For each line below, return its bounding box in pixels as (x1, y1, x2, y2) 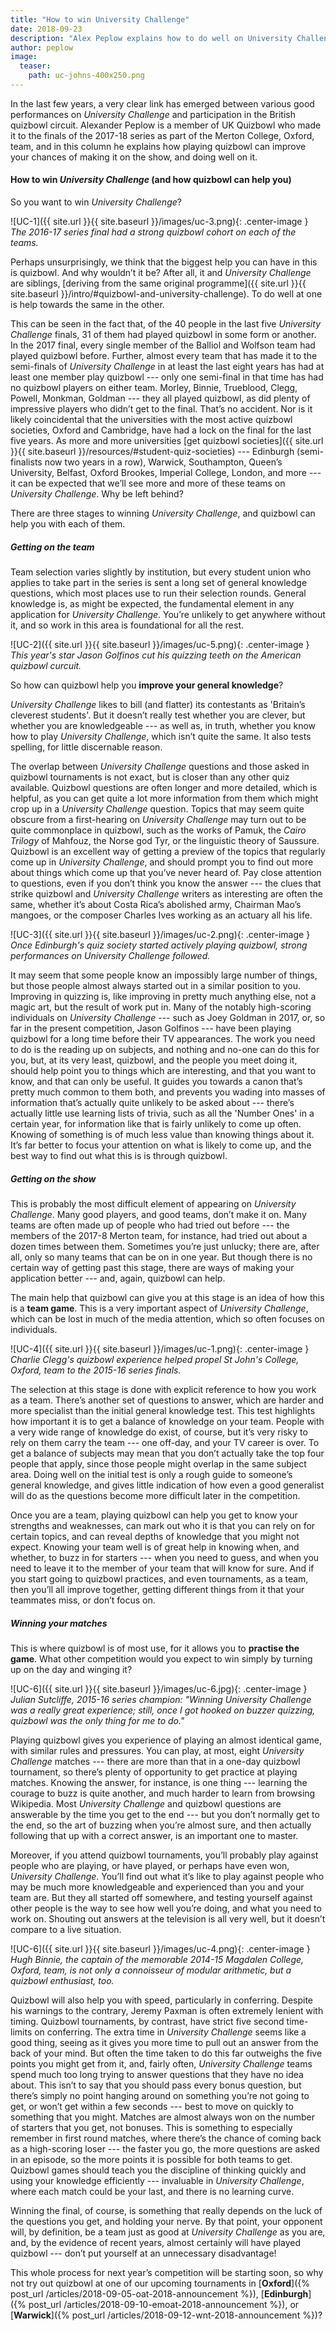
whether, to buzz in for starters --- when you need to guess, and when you (10, 1552, 320, 1564)
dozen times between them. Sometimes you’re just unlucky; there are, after (10, 1241, 320, 1253)
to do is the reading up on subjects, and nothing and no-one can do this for (10, 1044, 320, 1056)
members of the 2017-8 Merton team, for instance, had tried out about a (10, 1230, 308, 1242)
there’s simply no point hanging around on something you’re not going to (10, 2089, 310, 2101)
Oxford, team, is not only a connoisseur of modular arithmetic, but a (10, 1964, 292, 1976)
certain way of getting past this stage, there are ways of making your (10, 1262, 295, 1274)
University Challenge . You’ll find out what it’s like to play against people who (10, 1870, 325, 1882)
